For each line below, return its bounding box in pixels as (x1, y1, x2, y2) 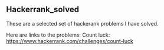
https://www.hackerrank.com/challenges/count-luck (6, 37, 134, 44)
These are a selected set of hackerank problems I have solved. (6, 20, 159, 27)
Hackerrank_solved (6, 5, 80, 15)
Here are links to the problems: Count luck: (6, 31, 110, 38)
